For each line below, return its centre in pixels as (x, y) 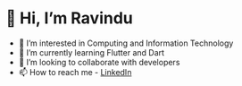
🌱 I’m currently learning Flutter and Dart (91, 52)
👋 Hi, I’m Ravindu (69, 18)
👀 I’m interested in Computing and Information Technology (126, 43)
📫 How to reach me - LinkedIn (75, 72)
